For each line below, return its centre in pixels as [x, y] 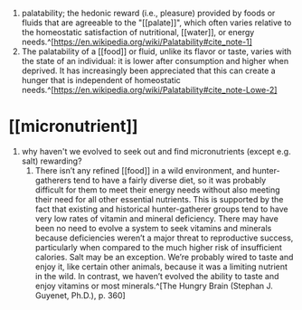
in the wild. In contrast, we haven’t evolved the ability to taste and [157, 276]
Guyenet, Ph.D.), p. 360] [80, 295]
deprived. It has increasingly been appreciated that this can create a [149, 70]
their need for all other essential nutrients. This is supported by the [159, 199]
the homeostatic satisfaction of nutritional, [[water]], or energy [138, 32]
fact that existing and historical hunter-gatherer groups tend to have [161, 209]
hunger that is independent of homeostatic [101, 80]
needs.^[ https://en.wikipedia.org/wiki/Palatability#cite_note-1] [137, 42]
